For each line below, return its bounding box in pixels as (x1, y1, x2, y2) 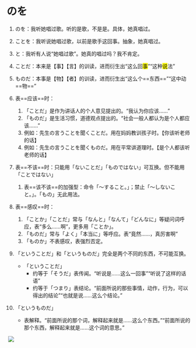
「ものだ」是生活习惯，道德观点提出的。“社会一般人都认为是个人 (23, 114, 180, 121)
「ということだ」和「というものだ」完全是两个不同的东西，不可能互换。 (15, 250, 189, 257)
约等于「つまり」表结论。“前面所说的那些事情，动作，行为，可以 (32, 284, 188, 291)
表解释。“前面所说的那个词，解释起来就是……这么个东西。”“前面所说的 (23, 316, 191, 323)
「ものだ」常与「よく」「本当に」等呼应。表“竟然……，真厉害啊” (23, 230, 178, 237)
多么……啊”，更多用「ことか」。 (41, 223, 117, 230)
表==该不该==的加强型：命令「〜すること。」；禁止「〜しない (23, 183, 171, 190)
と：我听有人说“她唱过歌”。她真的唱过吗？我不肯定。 (15, 50, 143, 57)
